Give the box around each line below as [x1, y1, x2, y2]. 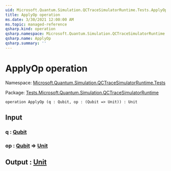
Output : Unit [5, 158, 47, 166]
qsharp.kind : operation [5, 27, 56, 32]
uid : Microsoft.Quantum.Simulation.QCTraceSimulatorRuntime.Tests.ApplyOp [5, 7, 167, 13]
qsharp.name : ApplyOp [5, 36, 51, 41]
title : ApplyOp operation [5, 12, 60, 17]
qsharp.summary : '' [5, 41, 47, 46]
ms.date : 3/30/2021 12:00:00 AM [5, 17, 74, 22]
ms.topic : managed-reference [5, 21, 67, 27]
